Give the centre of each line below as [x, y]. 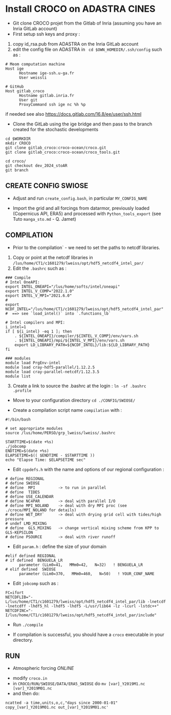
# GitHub [15, 87]
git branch [17, 170]
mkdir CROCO [18, 143]
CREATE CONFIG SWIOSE [47, 186]
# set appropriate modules [34, 428]
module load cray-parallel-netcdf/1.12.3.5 [52, 372]
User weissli [33, 77]
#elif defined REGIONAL [31, 556]
